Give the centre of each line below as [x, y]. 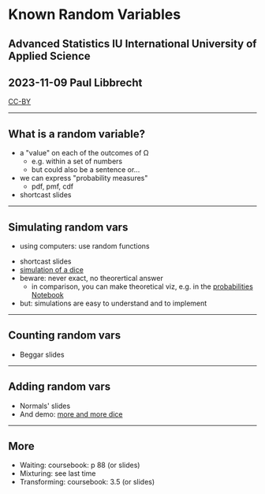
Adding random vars [60, 387]
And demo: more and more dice [71, 414]
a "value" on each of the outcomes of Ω [84, 153]
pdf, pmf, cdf [52, 186]
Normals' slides [45, 406]
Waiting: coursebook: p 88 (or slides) [80, 465]
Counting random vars [64, 336]
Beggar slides [42, 354]
